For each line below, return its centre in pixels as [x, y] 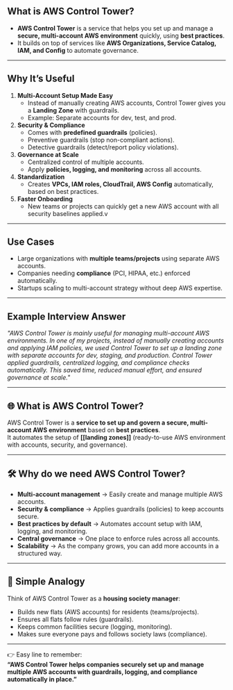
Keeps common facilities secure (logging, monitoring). [95, 626]
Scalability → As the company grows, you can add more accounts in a [118, 545]
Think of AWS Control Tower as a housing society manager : [94, 598]
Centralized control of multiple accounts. [86, 162]
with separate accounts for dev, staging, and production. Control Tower [110, 355]
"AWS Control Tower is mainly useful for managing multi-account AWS [109, 334]
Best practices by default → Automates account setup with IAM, [110, 523]
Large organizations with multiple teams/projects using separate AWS [118, 258]
